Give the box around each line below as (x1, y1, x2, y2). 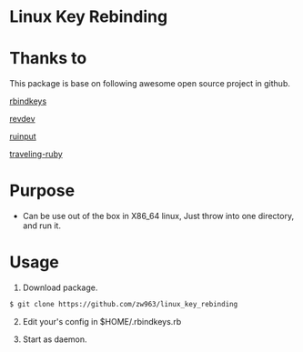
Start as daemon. (22, 334, 88, 345)
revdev (9, 114, 35, 125)
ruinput (9, 131, 36, 142)
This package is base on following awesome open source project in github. (9, 78, 291, 89)
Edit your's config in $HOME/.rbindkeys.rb (22, 316, 182, 327)
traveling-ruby (9, 148, 64, 160)
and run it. (22, 220, 62, 231)
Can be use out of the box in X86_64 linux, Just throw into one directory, (22, 211, 294, 222)
